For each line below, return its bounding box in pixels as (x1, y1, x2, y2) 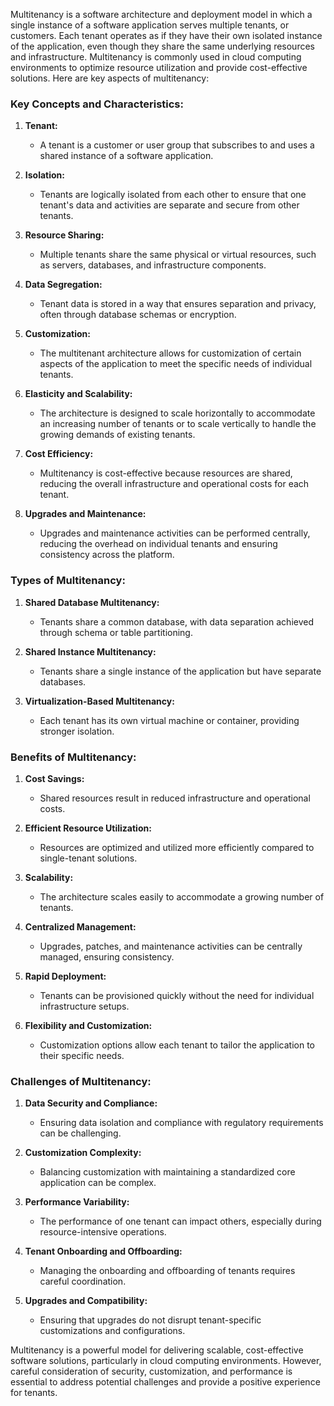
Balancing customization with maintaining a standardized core (39, 1166, 296, 1178)
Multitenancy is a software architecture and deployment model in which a (10, 9, 313, 20)
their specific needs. (39, 1049, 125, 1061)
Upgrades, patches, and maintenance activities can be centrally (39, 940, 303, 952)
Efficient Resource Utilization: (24, 822, 152, 834)
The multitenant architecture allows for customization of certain (39, 347, 302, 359)
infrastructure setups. (39, 1000, 130, 1012)
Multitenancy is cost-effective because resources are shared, (39, 467, 293, 479)
